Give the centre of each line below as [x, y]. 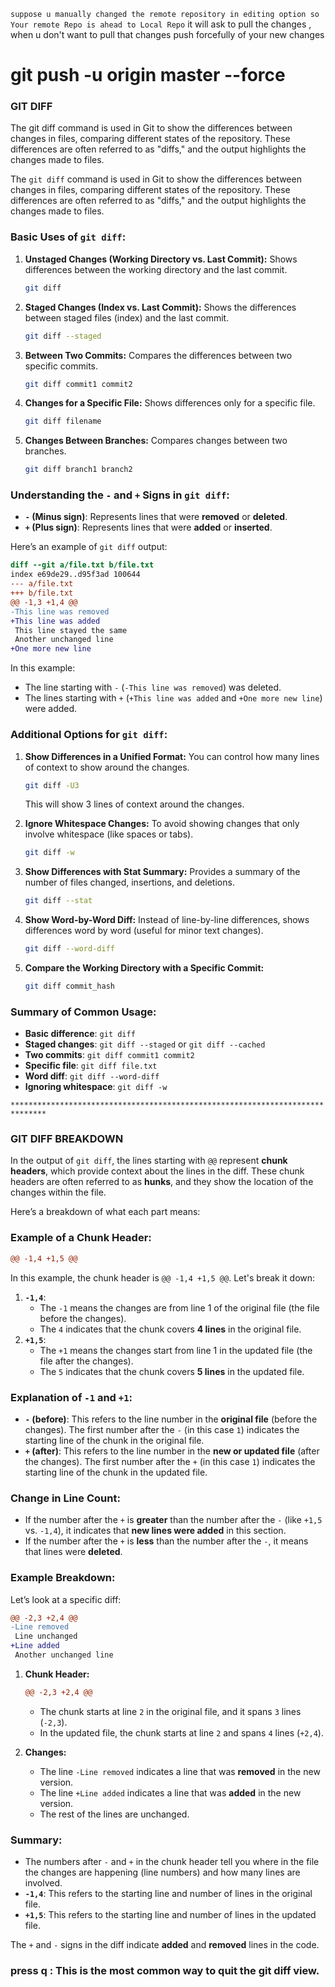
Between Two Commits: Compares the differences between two [158, 355]
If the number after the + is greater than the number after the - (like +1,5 [173, 1520]
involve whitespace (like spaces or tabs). [109, 834]
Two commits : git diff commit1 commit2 [109, 1055]
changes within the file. [58, 1192]
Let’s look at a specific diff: [66, 1599]
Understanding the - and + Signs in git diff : [120, 495]
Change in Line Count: [65, 1498]
